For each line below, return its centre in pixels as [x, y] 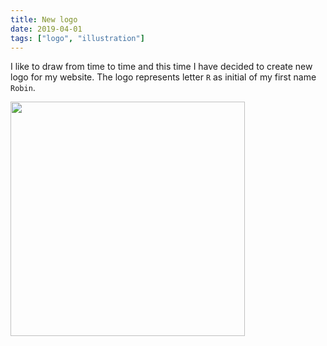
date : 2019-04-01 [46, 29]
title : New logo [44, 19]
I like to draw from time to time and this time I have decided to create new [161, 67]
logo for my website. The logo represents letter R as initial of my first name [163, 77]
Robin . [23, 88]
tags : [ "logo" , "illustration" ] [77, 38]
